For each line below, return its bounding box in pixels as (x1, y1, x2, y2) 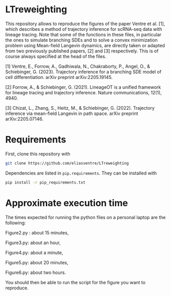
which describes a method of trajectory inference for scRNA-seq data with (5, 26, 162, 32)
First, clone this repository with (5, 150, 70, 157)
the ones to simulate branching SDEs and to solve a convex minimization (5, 37, 158, 43)
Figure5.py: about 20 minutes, (5, 259, 68, 265)
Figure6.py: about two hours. (5, 269, 66, 275)
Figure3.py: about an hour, (5, 240, 61, 246)
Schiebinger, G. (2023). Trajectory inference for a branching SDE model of (5, 68, 162, 75)
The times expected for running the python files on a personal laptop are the (5, 214, 166, 220)
